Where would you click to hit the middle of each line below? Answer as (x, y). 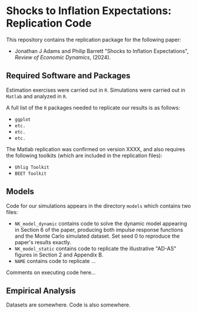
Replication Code (49, 23)
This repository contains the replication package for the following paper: (94, 39)
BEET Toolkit (31, 174)
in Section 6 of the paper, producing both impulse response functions (99, 229)
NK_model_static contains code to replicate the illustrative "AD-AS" (95, 248)
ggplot (23, 119)
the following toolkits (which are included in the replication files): (84, 155)
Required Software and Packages (68, 76)
